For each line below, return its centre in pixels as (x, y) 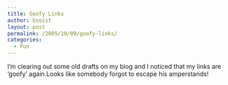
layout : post (26, 27)
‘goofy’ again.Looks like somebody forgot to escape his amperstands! (108, 74)
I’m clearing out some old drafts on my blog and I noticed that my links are (114, 66)
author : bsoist (29, 20)
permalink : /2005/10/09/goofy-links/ (62, 33)
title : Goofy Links (36, 14)
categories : (25, 40)
